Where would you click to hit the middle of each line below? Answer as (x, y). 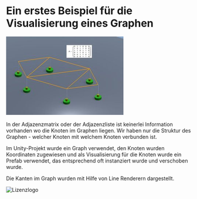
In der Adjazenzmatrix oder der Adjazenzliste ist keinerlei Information (89, 124)
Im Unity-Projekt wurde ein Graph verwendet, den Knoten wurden (86, 148)
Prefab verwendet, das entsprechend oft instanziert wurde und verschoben (97, 161)
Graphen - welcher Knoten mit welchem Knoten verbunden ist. (81, 137)
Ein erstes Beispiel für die (69, 11)
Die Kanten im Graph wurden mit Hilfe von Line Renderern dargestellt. (90, 178)
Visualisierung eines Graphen (80, 23)
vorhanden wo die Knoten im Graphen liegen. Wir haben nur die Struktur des (98, 130)
